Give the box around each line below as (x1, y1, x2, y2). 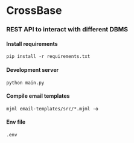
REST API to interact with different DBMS (6, 25, 129, 34)
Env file (6, 118, 26, 126)
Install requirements (6, 40, 59, 47)
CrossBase (6, 4, 62, 17)
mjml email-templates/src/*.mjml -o (6, 106, 98, 112)
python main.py (6, 80, 45, 86)
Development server (6, 66, 59, 73)
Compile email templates (6, 92, 70, 100)
